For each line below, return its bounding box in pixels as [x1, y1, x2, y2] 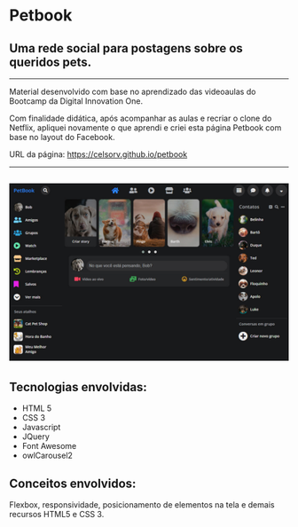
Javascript [21, 422, 61, 433]
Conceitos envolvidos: [9, 476, 137, 491]
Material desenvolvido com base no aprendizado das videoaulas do [9, 86, 256, 97]
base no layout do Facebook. [9, 132, 115, 142]
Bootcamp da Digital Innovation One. [9, 96, 144, 106]
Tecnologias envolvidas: [9, 379, 148, 395]
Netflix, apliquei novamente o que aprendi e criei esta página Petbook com [9, 122, 282, 133]
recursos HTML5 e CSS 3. [9, 508, 105, 519]
